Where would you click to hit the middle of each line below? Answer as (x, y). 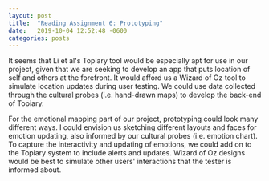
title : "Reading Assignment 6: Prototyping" (86, 23)
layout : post (30, 16)
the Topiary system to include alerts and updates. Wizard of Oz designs (127, 153)
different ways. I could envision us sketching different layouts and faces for (132, 127)
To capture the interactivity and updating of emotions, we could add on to (130, 144)
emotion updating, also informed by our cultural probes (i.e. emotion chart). (133, 136)
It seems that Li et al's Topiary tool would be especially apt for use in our (128, 61)
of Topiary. (26, 103)
